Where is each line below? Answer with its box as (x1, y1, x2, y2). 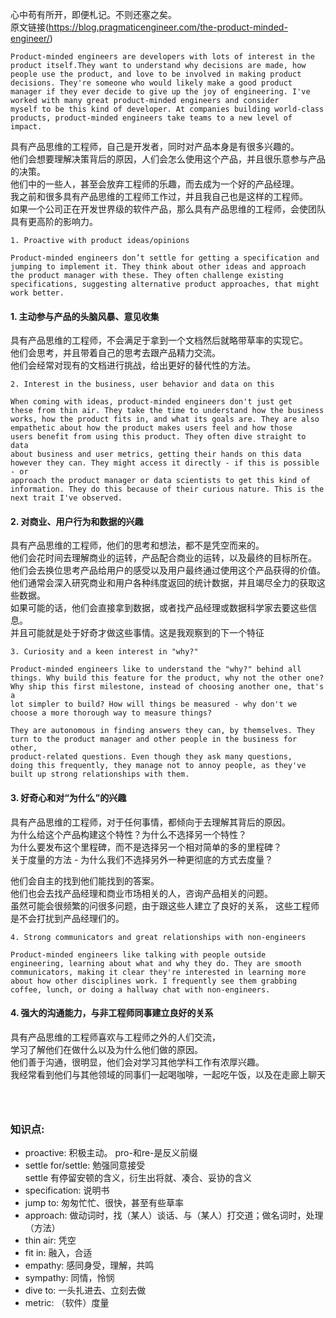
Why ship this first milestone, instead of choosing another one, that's (10, 682, 325, 692)
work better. (10, 288, 65, 298)
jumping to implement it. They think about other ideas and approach (10, 262, 307, 272)
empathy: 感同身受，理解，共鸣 (24, 1259, 155, 1272)
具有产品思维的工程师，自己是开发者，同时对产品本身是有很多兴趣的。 (10, 141, 300, 152)
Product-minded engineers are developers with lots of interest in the (10, 52, 315, 62)
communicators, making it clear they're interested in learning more (10, 967, 307, 977)
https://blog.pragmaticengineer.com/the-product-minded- (48, 21, 288, 33)
